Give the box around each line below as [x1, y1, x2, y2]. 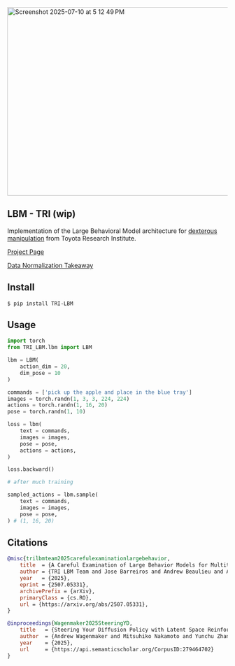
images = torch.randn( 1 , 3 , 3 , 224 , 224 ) [7, 395, 130, 402]
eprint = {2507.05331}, [20, 581, 90, 588]
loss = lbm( [7, 421, 42, 428]
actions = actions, [20, 447, 77, 454]
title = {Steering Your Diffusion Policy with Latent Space [20, 626, 205, 634]
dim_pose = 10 [20, 369, 61, 376]
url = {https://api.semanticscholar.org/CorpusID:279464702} [20, 646, 215, 653]
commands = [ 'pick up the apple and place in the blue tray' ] [7, 388, 192, 396]
